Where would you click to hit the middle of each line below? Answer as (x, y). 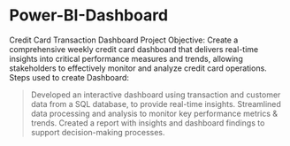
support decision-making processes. (98, 132)
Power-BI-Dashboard (89, 15)
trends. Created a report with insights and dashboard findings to (148, 123)
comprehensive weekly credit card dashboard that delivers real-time (134, 49)
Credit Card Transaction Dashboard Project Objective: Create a (124, 40)
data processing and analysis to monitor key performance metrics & (154, 113)
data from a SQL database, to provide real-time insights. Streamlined (156, 104)
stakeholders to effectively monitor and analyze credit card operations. (138, 68)
